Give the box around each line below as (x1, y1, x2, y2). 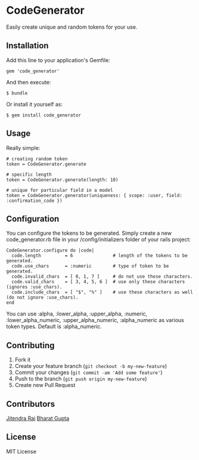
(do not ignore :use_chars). (6, 295, 79, 300)
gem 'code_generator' (6, 68, 60, 74)
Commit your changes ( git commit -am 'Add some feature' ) (14, 369, 163, 376)
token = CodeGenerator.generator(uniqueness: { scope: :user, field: (6, 192, 183, 198)
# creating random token (6, 156, 68, 162)
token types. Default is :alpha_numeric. (6, 323, 102, 330)
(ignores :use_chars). (6, 284, 63, 290)
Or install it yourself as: (6, 100, 63, 108)
